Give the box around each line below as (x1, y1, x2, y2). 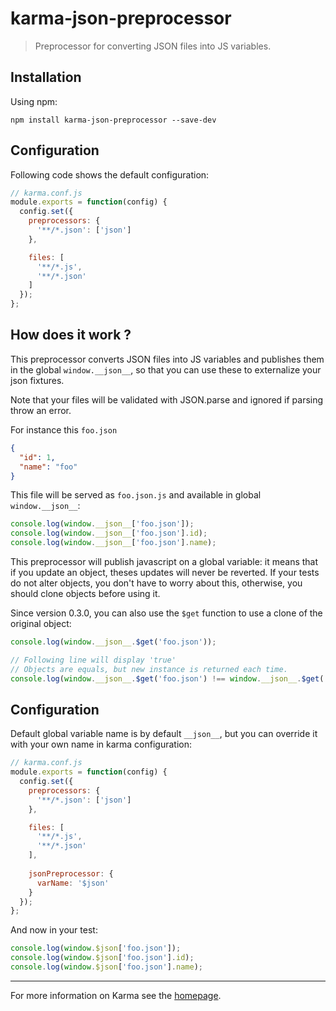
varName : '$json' (36, 878, 110, 888)
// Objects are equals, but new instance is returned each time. (10, 664, 288, 674)
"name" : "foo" (19, 462, 78, 472)
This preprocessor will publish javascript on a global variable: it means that (10, 556, 319, 567)
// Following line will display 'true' (10, 655, 177, 665)
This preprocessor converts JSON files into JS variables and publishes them (10, 353, 325, 365)
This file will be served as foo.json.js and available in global (10, 489, 262, 501)
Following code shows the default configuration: (10, 168, 210, 181)
